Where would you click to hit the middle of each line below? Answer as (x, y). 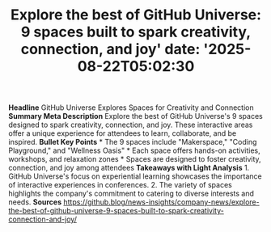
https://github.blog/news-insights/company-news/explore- (162, 202)
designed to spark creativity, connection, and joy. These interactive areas (131, 125)
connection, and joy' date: (110, 49)
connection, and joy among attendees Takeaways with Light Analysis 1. (129, 168)
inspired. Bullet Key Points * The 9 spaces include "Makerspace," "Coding (133, 142)
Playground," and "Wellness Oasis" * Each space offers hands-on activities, (134, 150)
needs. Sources (35, 202)
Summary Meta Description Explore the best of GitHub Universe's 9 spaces (135, 116)
